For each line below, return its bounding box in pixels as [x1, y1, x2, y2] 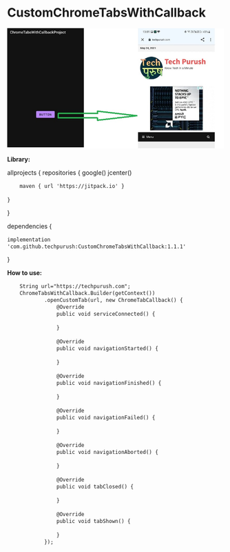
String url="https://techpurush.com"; [19, 283, 131, 290]
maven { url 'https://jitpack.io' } [19, 183, 125, 190]
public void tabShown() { [56, 518, 131, 525]
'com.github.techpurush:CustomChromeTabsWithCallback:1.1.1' [7, 243, 187, 250]
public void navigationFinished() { [56, 380, 162, 387]
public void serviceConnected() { [56, 311, 156, 318]
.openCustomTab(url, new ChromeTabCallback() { [43, 297, 184, 304]
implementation [7, 236, 51, 243]
